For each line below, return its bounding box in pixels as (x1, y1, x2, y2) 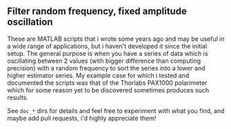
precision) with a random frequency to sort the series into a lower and (7, 63, 205, 72)
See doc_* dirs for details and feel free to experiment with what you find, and (7, 106, 225, 115)
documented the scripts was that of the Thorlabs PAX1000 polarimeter (7, 79, 208, 87)
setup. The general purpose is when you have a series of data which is (7, 49, 208, 57)
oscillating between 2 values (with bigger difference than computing (7, 57, 201, 65)
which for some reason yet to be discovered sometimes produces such (7, 86, 209, 94)
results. (7, 93, 29, 101)
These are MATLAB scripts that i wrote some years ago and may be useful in (7, 34, 225, 43)
